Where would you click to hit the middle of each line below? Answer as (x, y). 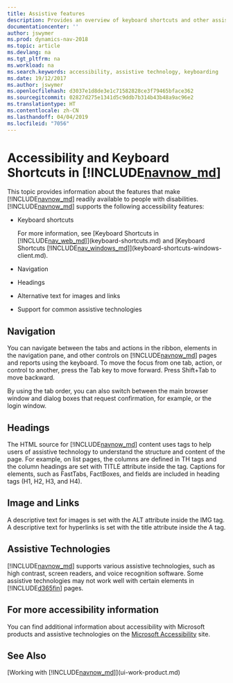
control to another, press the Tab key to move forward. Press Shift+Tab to (112, 370)
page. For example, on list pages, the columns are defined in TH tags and (112, 459)
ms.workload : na (31, 65)
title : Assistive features (46, 14)
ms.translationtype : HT (42, 104)
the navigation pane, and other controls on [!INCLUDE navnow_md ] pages (112, 356)
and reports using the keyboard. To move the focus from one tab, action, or (115, 363)
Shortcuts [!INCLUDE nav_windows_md (72, 248)
